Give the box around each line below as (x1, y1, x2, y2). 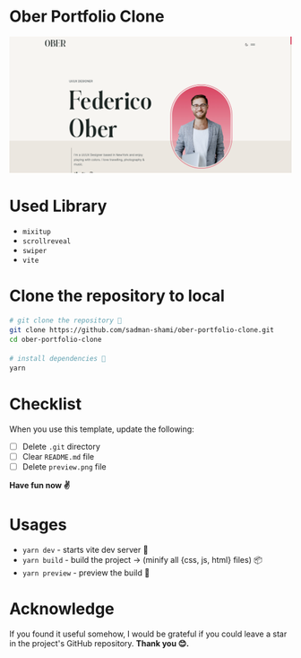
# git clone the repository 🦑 (9, 316, 123, 325)
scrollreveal (21, 236, 72, 246)
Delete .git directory (21, 441, 101, 452)
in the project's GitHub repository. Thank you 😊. (9, 637, 190, 648)
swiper (21, 246, 47, 255)
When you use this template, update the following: (9, 424, 194, 434)
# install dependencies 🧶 (9, 354, 106, 363)
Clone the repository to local (9, 285, 226, 306)
